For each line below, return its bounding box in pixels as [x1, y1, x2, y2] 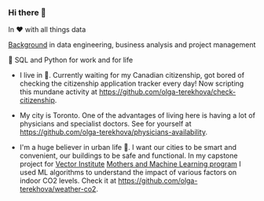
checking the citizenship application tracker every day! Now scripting [19, 79, 244, 89]
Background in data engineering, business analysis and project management [8, 40, 256, 49]
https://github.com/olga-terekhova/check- [99, 87, 236, 97]
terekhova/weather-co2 [19, 185, 97, 194]
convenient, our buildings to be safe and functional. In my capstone [19, 151, 238, 160]
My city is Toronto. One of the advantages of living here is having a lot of [19, 111, 255, 120]
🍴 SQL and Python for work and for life [8, 55, 134, 65]
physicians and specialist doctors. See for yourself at [19, 119, 192, 129]
